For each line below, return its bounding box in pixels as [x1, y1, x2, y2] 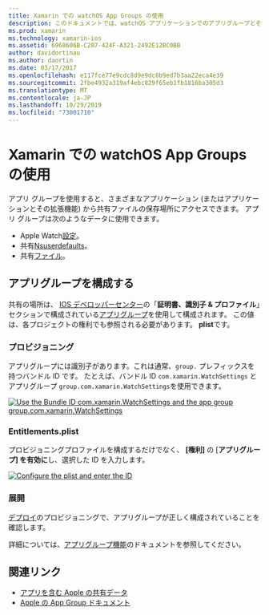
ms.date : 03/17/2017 [8, 64, 78, 72]
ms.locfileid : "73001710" [8, 109, 94, 117]
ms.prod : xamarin [8, 26, 66, 34]
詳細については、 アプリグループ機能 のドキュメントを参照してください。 [8, 539, 246, 549]
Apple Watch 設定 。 [19, 230, 84, 241]
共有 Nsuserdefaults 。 [19, 241, 92, 250]
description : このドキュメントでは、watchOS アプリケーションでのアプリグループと [8, 19, 256, 27]
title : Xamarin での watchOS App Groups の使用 [8, 11, 164, 20]
